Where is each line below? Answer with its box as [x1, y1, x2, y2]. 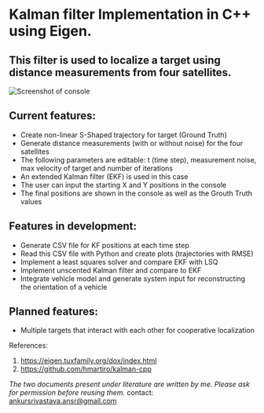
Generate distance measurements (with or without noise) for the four [20, 138, 244, 148]
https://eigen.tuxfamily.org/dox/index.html [20, 356, 157, 366]
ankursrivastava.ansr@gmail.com [9, 397, 117, 406]
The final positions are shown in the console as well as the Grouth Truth [20, 188, 252, 198]
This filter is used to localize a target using [9, 53, 221, 67]
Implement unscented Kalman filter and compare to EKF [20, 265, 202, 275]
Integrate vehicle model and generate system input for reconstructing [20, 273, 246, 283]
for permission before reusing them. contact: [9, 388, 154, 397]
